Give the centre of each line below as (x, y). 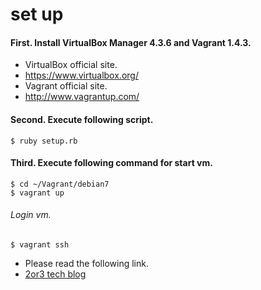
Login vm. (31, 215)
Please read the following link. (86, 263)
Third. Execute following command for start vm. (111, 163)
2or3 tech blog (55, 274)
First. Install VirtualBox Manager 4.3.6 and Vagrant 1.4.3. (131, 42)
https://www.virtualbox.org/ (81, 75)
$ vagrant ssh (40, 245)
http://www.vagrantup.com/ (82, 97)
